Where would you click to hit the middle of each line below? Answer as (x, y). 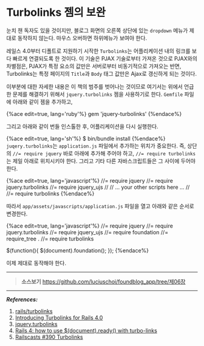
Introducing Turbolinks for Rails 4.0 (59, 317)
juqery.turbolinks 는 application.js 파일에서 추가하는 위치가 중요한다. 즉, (96, 146)
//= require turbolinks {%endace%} (50, 193)
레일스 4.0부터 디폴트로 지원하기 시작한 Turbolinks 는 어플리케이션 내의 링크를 (98, 51)
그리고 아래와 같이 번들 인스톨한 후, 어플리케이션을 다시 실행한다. (83, 126)
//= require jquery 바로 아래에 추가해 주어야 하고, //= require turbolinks (104, 153)
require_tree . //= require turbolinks (50, 239)
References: (22, 299)
